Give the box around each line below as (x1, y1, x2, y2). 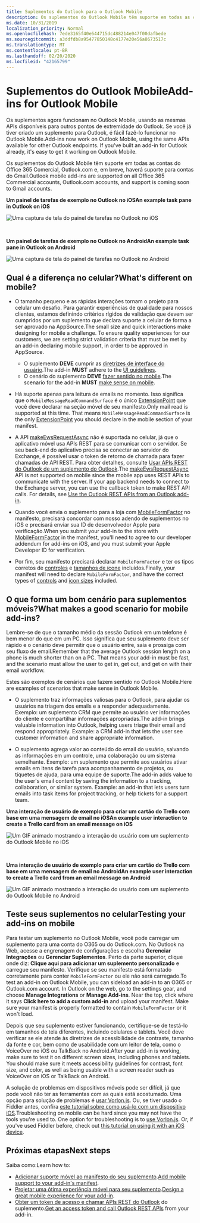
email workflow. (6, 667, 45, 674)
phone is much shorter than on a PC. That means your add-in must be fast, (6, 654, 190, 661)
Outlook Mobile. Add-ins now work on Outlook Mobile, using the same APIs (6, 135, 189, 143)
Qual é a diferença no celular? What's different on (6, 272, 192, 283)
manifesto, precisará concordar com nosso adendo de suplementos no (14, 515, 189, 522)
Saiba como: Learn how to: (6, 1161, 71, 1168)
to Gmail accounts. (6, 185, 52, 192)
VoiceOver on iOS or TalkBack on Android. (6, 1072, 110, 1079)
